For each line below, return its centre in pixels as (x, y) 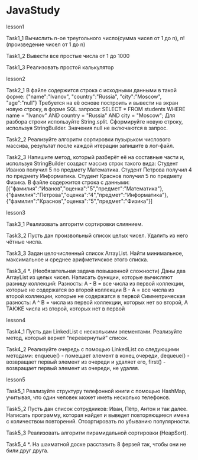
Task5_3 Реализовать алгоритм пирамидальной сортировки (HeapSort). (97, 433)
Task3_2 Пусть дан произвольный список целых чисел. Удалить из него (97, 235)
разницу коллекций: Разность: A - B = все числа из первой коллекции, (95, 283)
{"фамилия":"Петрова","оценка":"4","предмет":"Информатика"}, (87, 195)
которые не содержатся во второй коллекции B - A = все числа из (90, 290)
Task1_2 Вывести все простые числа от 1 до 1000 (68, 56)
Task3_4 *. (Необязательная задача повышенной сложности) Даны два (96, 271)
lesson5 (16, 380)
